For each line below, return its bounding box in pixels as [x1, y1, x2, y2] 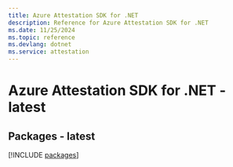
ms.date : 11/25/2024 [8, 26, 76, 34]
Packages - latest [8, 129, 96, 143]
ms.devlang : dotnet [8, 41, 72, 49]
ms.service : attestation [8, 48, 89, 56]
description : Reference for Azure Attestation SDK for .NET [8, 19, 209, 27]
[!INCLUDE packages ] [8, 151, 79, 159]
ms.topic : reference [8, 33, 76, 42]
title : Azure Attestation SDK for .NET [8, 11, 139, 20]
